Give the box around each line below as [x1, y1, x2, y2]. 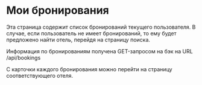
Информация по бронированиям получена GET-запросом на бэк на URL [6, 47, 193, 54]
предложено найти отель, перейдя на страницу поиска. [6, 36, 151, 43]
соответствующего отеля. [6, 72, 74, 79]
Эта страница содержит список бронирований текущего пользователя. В [6, 23, 196, 31]
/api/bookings [6, 54, 41, 61]
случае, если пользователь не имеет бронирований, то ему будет [6, 29, 177, 37]
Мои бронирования [6, 4, 110, 17]
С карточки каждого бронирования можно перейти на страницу [6, 65, 173, 72]
